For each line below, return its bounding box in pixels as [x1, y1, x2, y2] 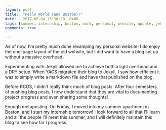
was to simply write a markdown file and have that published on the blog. [5, 74, 154, 80]
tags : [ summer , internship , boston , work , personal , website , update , [5, 21, 154, 26]
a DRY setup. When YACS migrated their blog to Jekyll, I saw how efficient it [5, 69, 160, 75]
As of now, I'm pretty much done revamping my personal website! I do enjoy [5, 43, 160, 49]
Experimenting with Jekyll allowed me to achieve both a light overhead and [5, 64, 158, 70]
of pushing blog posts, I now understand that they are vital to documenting [5, 89, 157, 95]
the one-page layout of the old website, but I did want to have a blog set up [5, 49, 159, 55]
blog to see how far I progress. [5, 120, 68, 126]
